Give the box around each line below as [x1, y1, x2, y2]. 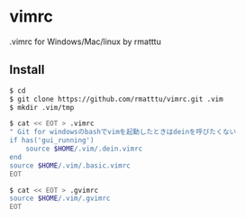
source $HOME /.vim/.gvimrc [9, 194, 111, 204]
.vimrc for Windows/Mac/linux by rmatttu [9, 36, 162, 47]
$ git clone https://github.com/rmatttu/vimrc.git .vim [9, 95, 223, 104]
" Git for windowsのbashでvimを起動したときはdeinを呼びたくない [9, 128, 237, 137]
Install [9, 62, 45, 77]
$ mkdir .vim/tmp [9, 103, 75, 112]
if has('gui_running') [9, 136, 95, 145]
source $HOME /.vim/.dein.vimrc [25, 144, 143, 153]
